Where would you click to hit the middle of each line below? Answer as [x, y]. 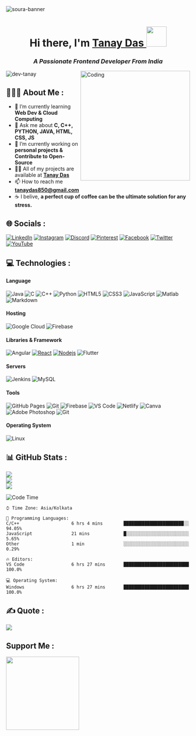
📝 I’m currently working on [46, 144]
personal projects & [38, 150]
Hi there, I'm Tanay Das [87, 43]
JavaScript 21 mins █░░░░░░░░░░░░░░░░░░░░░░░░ [98, 533]
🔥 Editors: [20, 559]
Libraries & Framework [34, 340]
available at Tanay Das [42, 175]
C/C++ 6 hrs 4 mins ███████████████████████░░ [98, 523]
